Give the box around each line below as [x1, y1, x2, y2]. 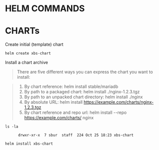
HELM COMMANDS [5, 3, 85, 14]
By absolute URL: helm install [24, 99, 83, 105]
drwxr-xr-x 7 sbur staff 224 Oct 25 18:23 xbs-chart [18, 133, 134, 138]
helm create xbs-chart [5, 51, 51, 56]
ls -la [5, 124, 18, 129]
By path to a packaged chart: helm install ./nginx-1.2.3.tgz [24, 89, 140, 95]
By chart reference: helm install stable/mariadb [24, 84, 118, 89]
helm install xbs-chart [5, 141, 53, 147]
